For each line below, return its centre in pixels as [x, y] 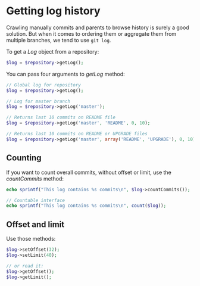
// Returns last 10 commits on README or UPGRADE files [77, 134]
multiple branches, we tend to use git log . [59, 40]
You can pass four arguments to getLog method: [65, 74]
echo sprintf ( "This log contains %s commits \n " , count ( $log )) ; [86, 206]
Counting [24, 158]
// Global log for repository [44, 85]
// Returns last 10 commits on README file [61, 117]
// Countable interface [36, 200]
